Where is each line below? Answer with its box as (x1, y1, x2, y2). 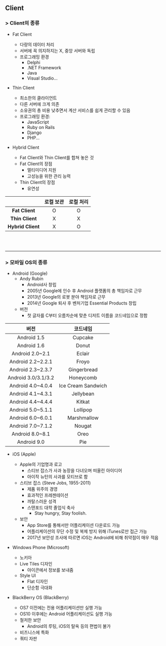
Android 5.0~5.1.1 (9, 406, 53, 413)
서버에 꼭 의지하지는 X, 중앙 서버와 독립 (19, 47, 95, 53)
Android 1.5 (17, 334, 45, 341)
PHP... (27, 134, 40, 140)
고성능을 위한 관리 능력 (27, 173, 71, 179)
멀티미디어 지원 (27, 167, 57, 172)
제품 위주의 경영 (27, 486, 58, 492)
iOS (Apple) (12, 451, 36, 457)
